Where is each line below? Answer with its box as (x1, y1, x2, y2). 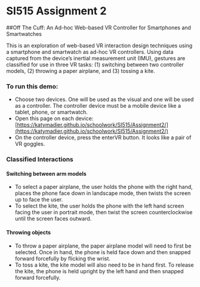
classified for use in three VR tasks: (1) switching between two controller (6, 61, 184, 68)
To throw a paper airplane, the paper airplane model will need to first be (14, 242, 192, 249)
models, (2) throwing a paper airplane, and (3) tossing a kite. (6, 67, 155, 74)
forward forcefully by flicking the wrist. (14, 255, 110, 262)
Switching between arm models (6, 170, 87, 177)
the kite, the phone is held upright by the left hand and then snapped (14, 267, 184, 274)
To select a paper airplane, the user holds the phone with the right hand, (14, 184, 193, 191)
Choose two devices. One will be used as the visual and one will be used (14, 96, 194, 103)
